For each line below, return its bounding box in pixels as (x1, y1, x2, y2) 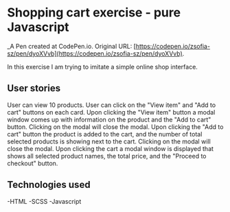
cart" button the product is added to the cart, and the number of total (7, 130, 203, 138)
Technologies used (7, 179, 91, 191)
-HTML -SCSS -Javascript (7, 197, 82, 205)
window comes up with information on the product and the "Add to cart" (7, 115, 211, 123)
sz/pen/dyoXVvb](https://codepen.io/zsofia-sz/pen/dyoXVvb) (7, 49, 183, 58)
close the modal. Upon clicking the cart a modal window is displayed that (7, 144, 214, 152)
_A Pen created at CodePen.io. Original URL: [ (7, 42, 136, 50)
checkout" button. (7, 159, 58, 167)
